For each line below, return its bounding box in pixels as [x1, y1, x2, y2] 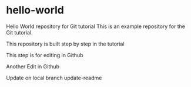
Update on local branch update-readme [6, 74, 102, 81]
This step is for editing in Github [6, 51, 83, 58]
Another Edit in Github [6, 62, 60, 70]
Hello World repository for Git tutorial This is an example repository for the [6, 23, 186, 30]
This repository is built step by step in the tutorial [6, 40, 125, 47]
